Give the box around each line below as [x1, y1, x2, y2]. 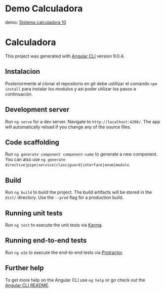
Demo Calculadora [5, 3, 83, 14]
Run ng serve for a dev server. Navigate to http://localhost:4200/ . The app [5, 118, 161, 124]
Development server [5, 105, 70, 114]
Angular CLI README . [5, 282, 50, 288]
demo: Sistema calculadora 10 [5, 19, 67, 25]
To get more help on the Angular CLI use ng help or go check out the [5, 277, 145, 283]
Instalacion [5, 67, 41, 76]
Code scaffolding [5, 138, 59, 146]
